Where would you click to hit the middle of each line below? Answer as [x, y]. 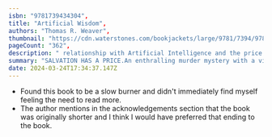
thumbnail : [27, 38]
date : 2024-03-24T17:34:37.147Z [63, 68]
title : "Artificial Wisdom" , [57, 23]
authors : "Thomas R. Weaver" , [59, 31]
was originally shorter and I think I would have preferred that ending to [137, 117]
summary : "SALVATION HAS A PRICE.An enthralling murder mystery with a [132, 61]
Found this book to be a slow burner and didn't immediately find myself [139, 91]
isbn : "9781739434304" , [49, 16]
